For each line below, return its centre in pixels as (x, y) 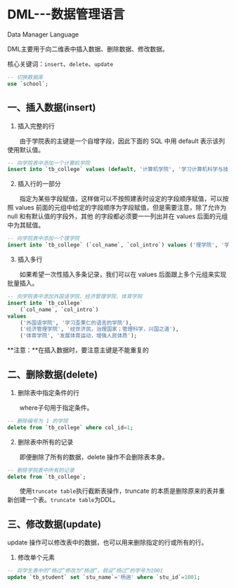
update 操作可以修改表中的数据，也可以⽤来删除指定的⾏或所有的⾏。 (107, 542)
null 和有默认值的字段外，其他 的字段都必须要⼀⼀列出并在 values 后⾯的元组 (118, 216)
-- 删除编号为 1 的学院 (38, 421)
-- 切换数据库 (25, 77)
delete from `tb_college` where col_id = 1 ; (70, 427)
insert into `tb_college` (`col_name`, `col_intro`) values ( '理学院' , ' (116, 245)
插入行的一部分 (39, 184)
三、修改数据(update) (54, 524)
